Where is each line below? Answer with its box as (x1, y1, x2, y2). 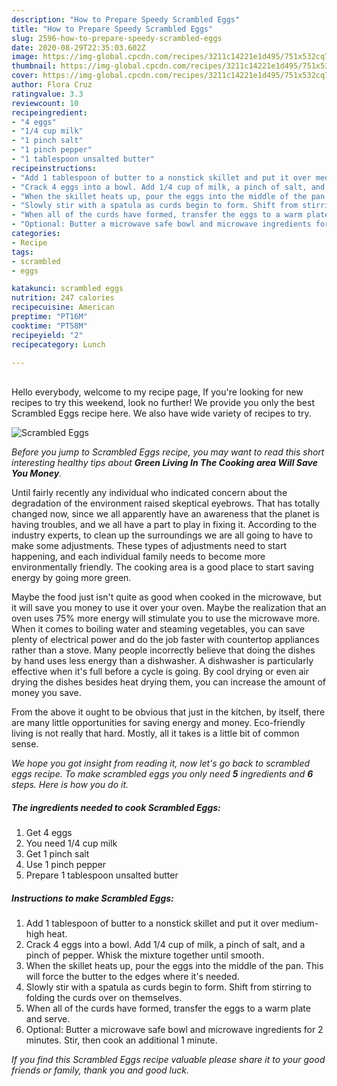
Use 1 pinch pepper (25, 859, 107, 871)
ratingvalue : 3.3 (11, 89, 84, 99)
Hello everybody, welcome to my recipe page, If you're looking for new (11, 386, 304, 398)
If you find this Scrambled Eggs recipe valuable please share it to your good (11, 1054, 326, 1066)
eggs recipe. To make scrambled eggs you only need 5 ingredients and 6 (11, 768, 314, 780)
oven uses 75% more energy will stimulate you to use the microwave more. (11, 612, 321, 625)
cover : (11, 71, 39, 81)
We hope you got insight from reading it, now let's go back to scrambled (11, 757, 311, 770)
